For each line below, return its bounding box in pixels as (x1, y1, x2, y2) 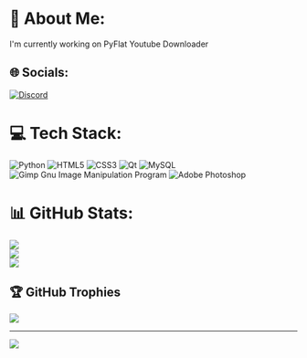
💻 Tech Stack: (9, 122, 122, 143)
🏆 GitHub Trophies (9, 285, 122, 300)
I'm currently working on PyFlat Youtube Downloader (9, 38, 209, 49)
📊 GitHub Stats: (9, 203, 134, 223)
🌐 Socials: (9, 65, 69, 80)
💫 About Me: (9, 8, 106, 29)
